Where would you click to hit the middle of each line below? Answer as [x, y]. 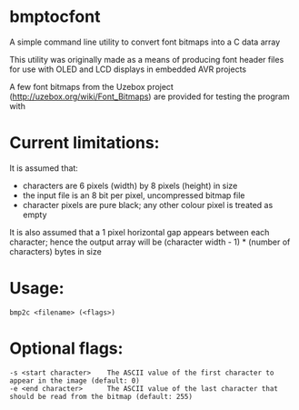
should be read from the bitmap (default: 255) [101, 396]
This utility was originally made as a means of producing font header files [147, 59]
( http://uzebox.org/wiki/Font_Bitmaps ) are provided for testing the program [149, 96]
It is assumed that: [44, 168]
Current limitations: [85, 143]
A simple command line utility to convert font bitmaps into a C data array [145, 42]
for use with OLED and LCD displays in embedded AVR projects [128, 69]
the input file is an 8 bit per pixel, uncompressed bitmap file [134, 195]
